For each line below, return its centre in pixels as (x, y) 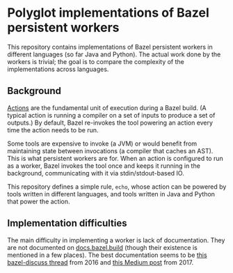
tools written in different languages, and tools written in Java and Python (111, 194)
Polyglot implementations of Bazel (109, 13)
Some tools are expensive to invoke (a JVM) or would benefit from (102, 143)
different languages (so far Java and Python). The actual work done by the (114, 54)
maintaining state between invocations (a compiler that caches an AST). (110, 150)
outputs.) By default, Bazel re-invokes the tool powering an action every (110, 123)
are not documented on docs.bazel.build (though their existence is (103, 247)
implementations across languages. (58, 69)
